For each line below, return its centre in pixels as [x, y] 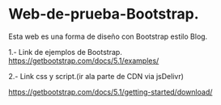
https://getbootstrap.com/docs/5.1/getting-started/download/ [110, 92]
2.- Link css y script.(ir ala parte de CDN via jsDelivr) [96, 76]
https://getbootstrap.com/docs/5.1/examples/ [84, 61]
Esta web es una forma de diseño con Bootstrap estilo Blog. [108, 36]
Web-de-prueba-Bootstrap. [104, 14]
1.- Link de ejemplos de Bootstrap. [66, 52]
